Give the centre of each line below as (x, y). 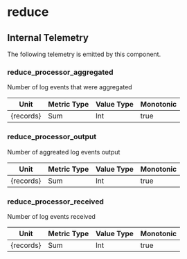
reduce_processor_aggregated (60, 72)
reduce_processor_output (52, 137)
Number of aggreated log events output (64, 152)
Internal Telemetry (48, 38)
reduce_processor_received (55, 202)
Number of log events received (51, 216)
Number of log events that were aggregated (70, 87)
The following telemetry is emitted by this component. (84, 54)
